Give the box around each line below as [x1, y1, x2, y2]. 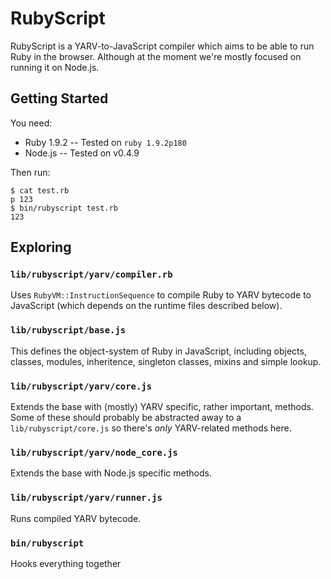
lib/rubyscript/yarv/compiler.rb [10, 269, 173, 281]
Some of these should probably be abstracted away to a [10, 412, 242, 424]
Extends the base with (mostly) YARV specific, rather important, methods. [10, 401, 314, 413]
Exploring [10, 239, 72, 256]
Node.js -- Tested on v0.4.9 [24, 147, 140, 159]
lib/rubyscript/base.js [10, 325, 127, 336]
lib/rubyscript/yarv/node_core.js [10, 447, 178, 458]
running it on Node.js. [10, 61, 100, 73]
